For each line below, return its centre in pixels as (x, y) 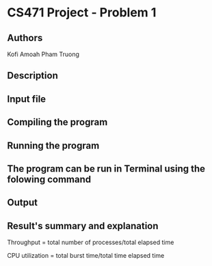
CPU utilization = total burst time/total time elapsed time (86, 256)
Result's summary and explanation (83, 226)
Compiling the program (57, 122)
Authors (25, 38)
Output (22, 203)
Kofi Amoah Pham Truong (43, 54)
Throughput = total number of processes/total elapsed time (91, 242)
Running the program (53, 145)
